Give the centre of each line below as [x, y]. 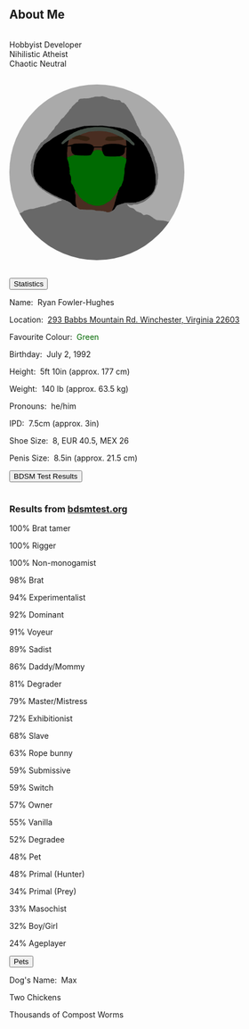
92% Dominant [37, 615]
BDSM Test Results [46, 476]
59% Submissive [40, 770]
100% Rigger [33, 546]
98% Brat [27, 580]
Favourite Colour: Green [54, 336]
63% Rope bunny [41, 753]
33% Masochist [38, 909]
